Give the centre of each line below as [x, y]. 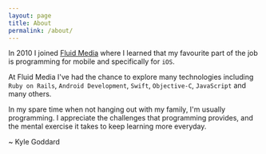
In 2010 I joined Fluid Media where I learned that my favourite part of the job [133, 53]
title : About [30, 23]
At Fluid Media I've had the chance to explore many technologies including [131, 77]
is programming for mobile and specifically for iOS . [91, 61]
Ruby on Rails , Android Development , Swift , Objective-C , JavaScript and [127, 85]
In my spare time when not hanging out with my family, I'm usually [117, 109]
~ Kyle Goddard [34, 142]
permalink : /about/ [41, 30]
